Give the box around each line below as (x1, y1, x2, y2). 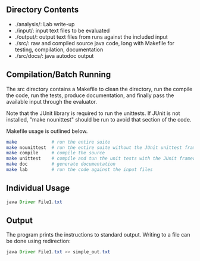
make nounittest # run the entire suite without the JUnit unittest (6, 144, 183, 151)
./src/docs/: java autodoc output (14, 52, 94, 59)
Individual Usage (6, 183, 70, 193)
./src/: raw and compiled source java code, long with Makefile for (14, 39, 174, 46)
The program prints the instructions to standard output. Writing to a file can (6, 231, 190, 238)
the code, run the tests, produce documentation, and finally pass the (6, 92, 174, 99)
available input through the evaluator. (6, 98, 97, 105)
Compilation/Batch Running (6, 70, 111, 80)
